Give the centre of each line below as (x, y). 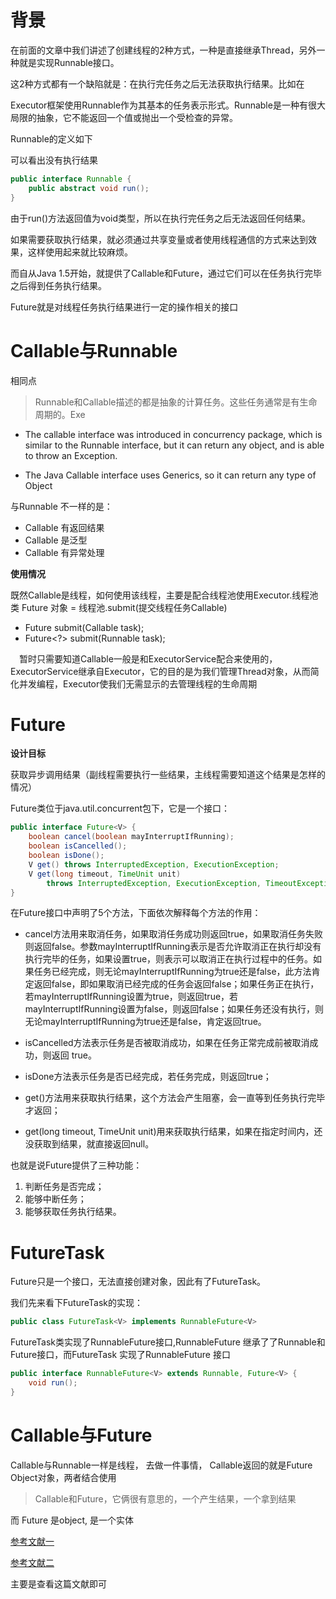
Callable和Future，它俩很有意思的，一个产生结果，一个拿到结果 (165, 1498)
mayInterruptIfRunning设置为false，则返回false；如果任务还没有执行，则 (174, 1009)
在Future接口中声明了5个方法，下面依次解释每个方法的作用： (136, 913)
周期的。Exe (60, 414)
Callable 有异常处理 (64, 552)
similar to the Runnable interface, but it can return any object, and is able (174, 445)
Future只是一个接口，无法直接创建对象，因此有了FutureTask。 (138, 1282)
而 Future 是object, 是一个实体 (72, 1520)
